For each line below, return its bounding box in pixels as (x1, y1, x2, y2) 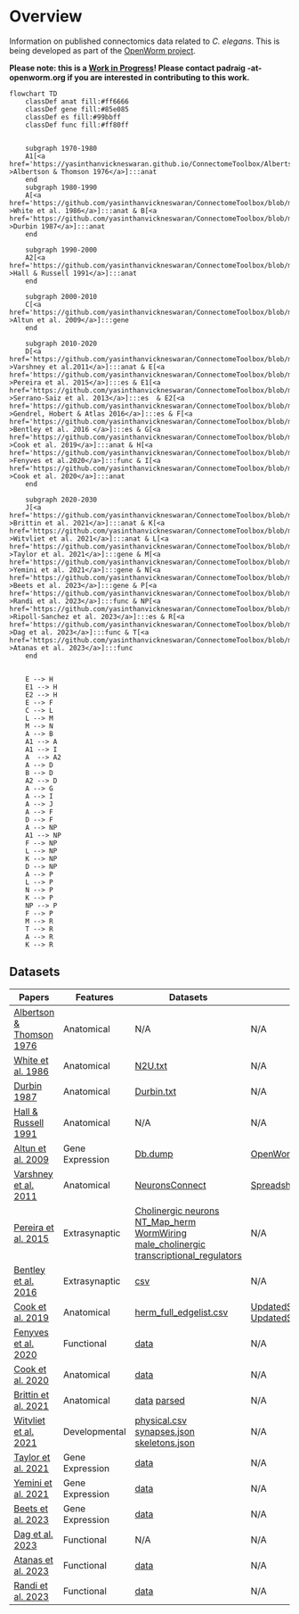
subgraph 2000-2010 (25, 292, 98, 301)
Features (75, 990, 114, 1003)
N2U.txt (134, 1059, 167, 1072)
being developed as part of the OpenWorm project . (9, 45, 196, 55)
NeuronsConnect (134, 1179, 206, 1191)
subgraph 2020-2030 (25, 495, 98, 504)
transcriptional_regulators (134, 1249, 243, 1262)
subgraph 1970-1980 (25, 144, 98, 153)
